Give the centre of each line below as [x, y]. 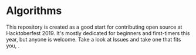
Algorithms [34, 11]
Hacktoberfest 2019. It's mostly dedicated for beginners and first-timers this [98, 33]
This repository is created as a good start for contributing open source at [94, 27]
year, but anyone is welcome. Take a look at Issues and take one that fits [94, 39]
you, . [13, 46]
